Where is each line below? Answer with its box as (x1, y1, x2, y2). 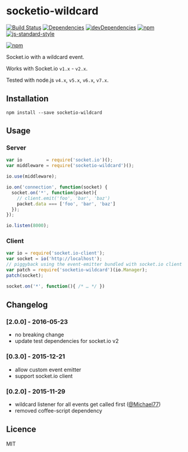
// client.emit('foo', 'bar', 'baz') (17, 195, 111, 201)
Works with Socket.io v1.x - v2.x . (6, 64, 88, 72)
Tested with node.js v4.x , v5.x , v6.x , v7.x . (6, 76, 109, 83)
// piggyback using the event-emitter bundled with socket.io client (6, 261, 183, 268)
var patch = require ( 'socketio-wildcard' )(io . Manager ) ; (6, 267, 148, 273)
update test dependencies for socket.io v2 (14, 338, 119, 345)
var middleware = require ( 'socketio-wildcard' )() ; (6, 163, 134, 169)
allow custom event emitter (14, 366, 82, 373)
